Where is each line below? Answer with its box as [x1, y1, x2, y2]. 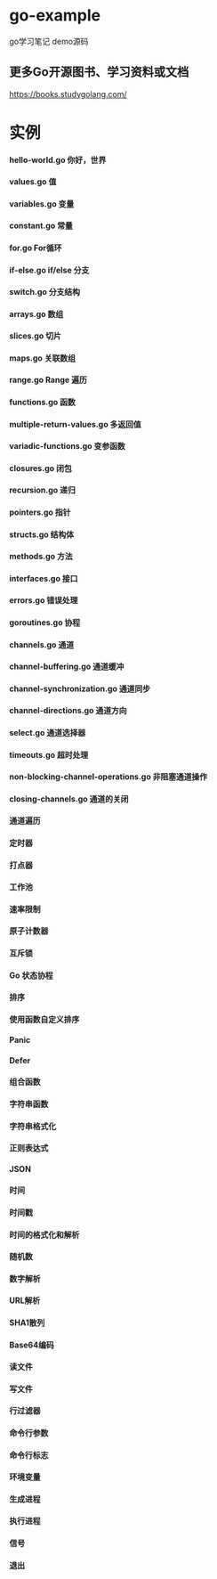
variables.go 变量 [9, 198, 75, 209]
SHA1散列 [9, 1317, 45, 1328]
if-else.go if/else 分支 [9, 265, 90, 275]
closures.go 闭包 [9, 462, 73, 473]
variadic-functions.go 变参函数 [9, 441, 126, 452]
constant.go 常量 [9, 220, 73, 232]
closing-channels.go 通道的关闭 [9, 794, 129, 804]
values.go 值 [9, 176, 57, 187]
